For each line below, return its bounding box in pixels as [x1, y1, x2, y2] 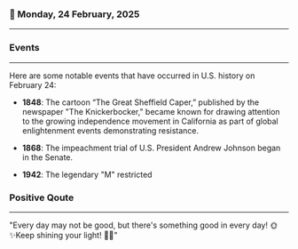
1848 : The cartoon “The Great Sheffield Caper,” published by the [21, 97, 260, 108]
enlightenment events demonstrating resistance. [21, 124, 200, 136]
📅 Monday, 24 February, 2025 [9, 8, 140, 20]
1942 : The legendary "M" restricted [21, 169, 153, 180]
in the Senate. [21, 151, 74, 163]
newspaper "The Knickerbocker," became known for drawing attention [21, 106, 281, 116]
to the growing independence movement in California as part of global [21, 116, 278, 126]
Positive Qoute [9, 191, 74, 204]
